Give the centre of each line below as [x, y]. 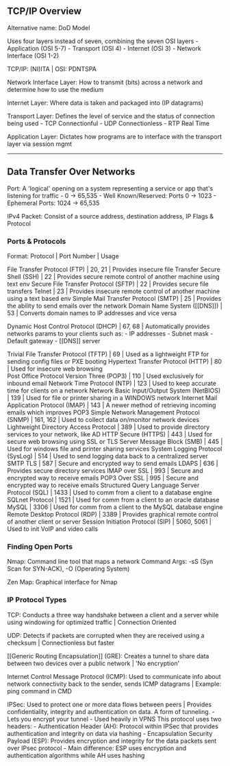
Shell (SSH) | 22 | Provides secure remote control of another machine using [114, 276]
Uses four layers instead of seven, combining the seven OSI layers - [103, 41]
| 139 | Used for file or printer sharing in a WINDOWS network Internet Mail [112, 397]
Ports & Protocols [37, 241]
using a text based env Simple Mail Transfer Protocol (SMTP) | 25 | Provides [114, 298]
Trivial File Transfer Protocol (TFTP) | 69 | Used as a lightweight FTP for [108, 354]
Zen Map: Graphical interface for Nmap [62, 582]
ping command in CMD [39, 691]
